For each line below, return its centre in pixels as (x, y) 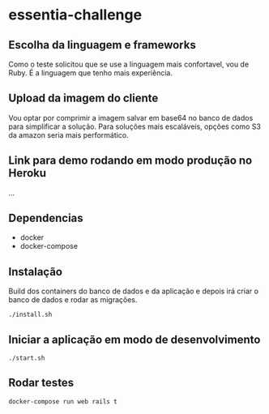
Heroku (28, 173)
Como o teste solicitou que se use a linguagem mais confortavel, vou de (129, 64)
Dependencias (46, 218)
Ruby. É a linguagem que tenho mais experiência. (90, 73)
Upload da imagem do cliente (83, 98)
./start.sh (27, 358)
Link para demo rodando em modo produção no (130, 161)
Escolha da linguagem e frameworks (102, 45)
